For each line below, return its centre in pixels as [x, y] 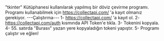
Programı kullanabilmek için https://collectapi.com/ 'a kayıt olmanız [74, 12]
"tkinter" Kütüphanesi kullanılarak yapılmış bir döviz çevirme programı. [77, 7]
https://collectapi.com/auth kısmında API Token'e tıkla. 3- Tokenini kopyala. [82, 23]
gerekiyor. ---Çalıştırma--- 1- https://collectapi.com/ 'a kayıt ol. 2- [73, 18]
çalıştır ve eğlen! [22, 33]
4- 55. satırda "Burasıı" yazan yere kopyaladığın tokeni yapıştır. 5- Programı [82, 28]
